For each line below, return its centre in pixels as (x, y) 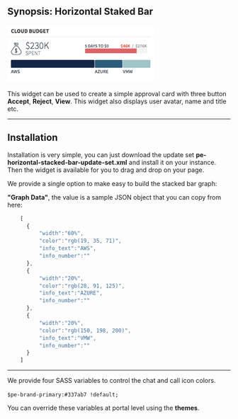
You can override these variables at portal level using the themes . (103, 408)
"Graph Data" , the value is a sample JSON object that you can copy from (114, 197)
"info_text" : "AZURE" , (70, 293)
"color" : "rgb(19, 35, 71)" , (80, 241)
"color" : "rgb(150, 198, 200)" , (85, 331)
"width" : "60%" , (61, 234)
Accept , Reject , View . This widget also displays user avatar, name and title (117, 101)
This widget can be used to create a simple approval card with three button (117, 93)
